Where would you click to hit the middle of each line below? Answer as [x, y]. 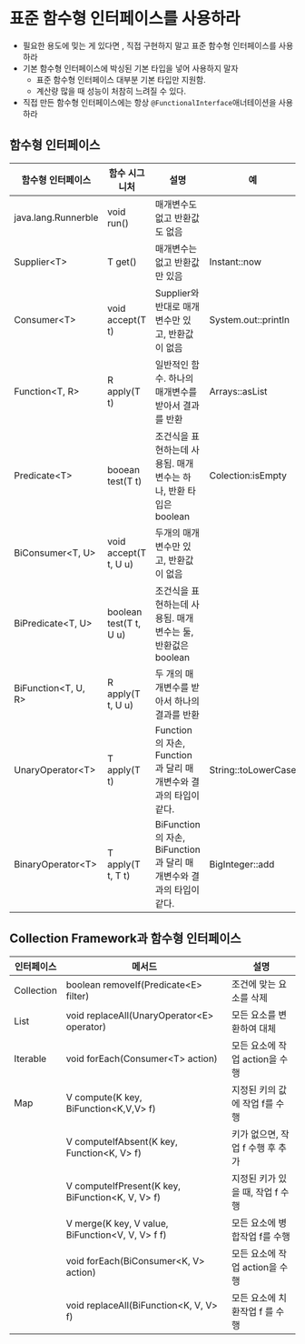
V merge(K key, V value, [117, 1223]
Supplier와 [177, 293]
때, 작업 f [260, 1192]
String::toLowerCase [253, 769]
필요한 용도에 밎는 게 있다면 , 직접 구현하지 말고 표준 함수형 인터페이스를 [149, 45]
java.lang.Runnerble [56, 217]
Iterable [30, 1058]
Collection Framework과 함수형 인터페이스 [126, 939]
